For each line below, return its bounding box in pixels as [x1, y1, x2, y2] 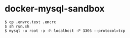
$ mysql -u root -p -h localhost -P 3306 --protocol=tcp [4, 28, 126, 33]
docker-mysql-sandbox [4, 3, 105, 14]
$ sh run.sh [4, 23, 29, 29]
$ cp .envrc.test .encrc [4, 19, 56, 24]
